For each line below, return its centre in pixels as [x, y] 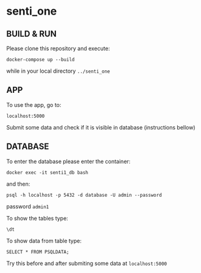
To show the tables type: [37, 218]
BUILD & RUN [31, 34]
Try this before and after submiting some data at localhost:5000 [87, 263]
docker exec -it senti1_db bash [47, 172]
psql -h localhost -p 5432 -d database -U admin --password [84, 195]
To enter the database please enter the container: [69, 161]
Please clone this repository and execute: [58, 48]
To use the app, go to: [34, 104]
